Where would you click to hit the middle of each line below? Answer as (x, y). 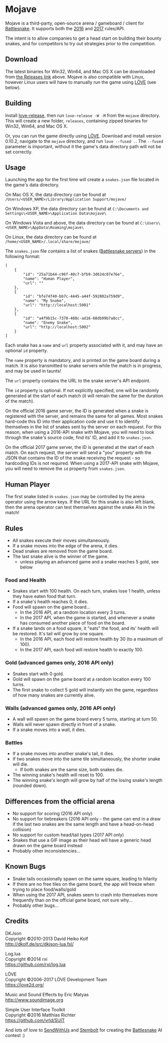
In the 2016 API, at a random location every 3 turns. (73, 612)
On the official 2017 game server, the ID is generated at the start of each (80, 447)
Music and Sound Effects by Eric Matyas (47, 994)
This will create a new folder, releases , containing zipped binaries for (76, 121)
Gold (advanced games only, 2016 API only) (59, 663)
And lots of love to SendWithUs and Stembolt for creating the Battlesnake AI (84, 1030)
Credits (17, 921)
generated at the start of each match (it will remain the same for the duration (84, 396)
